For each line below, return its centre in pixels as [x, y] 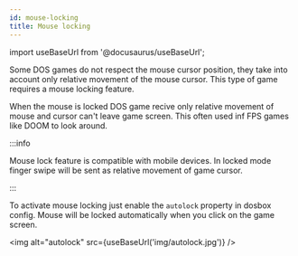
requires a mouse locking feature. [72, 89]
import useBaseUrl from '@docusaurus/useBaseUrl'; [107, 52]
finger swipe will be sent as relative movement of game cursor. [126, 170]
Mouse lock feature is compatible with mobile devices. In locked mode [140, 160]
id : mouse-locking [44, 18]
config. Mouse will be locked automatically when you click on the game [142, 214]
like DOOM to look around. [59, 125]
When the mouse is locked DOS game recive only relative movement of [142, 106]
